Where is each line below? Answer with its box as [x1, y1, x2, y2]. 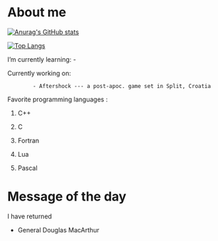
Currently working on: [7, 69, 71, 77]
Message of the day [7, 189, 126, 205]
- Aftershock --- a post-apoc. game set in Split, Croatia [33, 82, 212, 89]
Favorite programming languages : [7, 95, 108, 103]
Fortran [17, 136, 40, 145]
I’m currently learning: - [7, 55, 77, 64]
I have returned [7, 212, 52, 220]
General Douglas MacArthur [17, 225, 99, 234]
